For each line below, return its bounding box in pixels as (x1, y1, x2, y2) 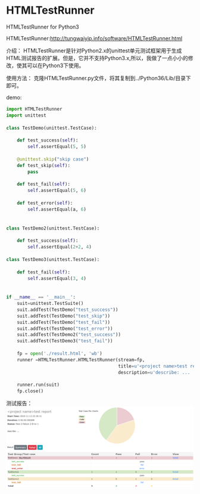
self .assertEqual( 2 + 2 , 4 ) (27, 244, 92, 250)
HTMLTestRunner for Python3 (6, 23, 79, 30)
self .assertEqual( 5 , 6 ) (27, 188, 86, 194)
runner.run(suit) (17, 382, 60, 388)
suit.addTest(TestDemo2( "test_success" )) (17, 332, 121, 338)
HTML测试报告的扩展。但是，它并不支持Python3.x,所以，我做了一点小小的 (6, 54, 189, 61)
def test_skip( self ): (17, 162, 70, 168)
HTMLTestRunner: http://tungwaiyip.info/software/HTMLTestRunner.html (6, 34, 183, 42)
